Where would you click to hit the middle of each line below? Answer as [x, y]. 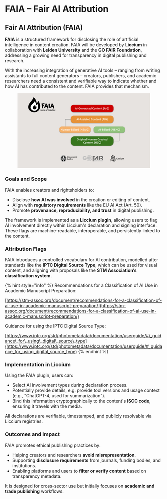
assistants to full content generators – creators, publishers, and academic [81, 76]
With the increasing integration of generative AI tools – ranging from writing [83, 70]
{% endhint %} [93, 352]
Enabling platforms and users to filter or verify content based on [79, 471]
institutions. [24, 465]
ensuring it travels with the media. [47, 406]
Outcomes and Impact [32, 434]
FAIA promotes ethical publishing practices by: [53, 445]
